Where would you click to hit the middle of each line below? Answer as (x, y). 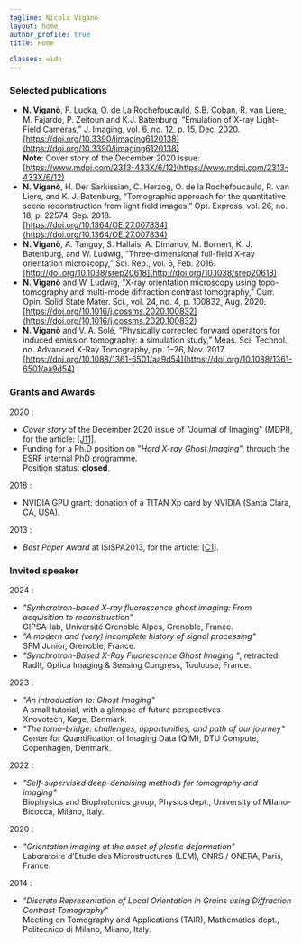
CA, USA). (41, 512)
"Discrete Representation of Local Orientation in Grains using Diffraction (157, 901)
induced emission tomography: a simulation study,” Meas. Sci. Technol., (156, 340)
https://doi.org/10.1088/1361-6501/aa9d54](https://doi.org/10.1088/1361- (159, 359)
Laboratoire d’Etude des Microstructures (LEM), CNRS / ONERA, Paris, (153, 856)
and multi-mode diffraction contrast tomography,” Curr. (172, 292)
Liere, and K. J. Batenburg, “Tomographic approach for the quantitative (154, 197)
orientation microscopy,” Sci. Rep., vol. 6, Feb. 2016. (119, 263)
